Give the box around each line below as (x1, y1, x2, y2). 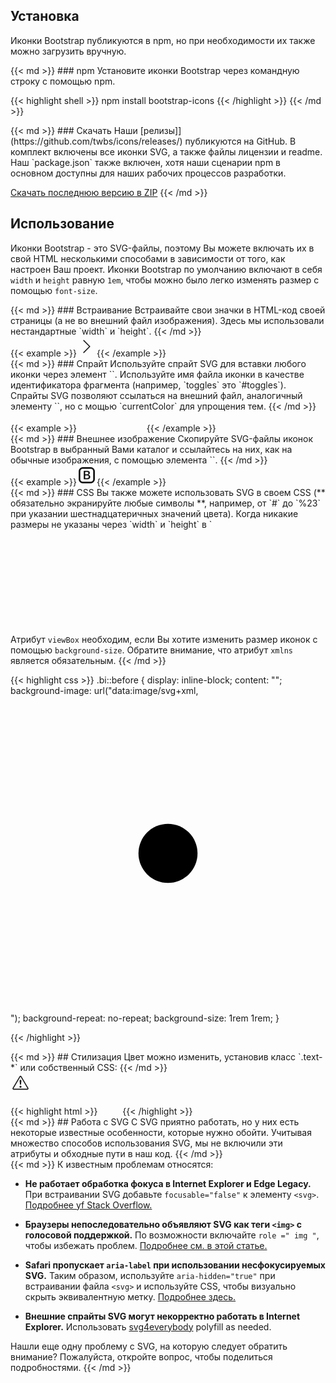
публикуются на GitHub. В (184, 135, 297, 147)
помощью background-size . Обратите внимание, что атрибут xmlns (10, 644, 293, 656)
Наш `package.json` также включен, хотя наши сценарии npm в (10, 156, 281, 168)
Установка (10, 8, 80, 25)
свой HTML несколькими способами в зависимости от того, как (10, 252, 286, 264)
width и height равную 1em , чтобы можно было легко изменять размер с (10, 274, 320, 286)
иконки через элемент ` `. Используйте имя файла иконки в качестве (10, 368, 305, 380)
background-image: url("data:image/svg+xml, (10, 684, 199, 696)
